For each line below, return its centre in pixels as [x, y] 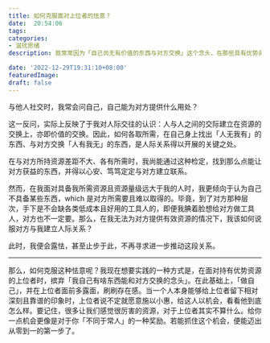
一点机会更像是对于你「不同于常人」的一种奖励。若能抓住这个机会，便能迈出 [135, 320]
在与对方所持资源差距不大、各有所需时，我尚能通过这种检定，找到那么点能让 [135, 161]
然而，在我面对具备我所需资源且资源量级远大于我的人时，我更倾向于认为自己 [135, 188]
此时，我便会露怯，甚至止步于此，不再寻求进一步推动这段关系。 [114, 246]
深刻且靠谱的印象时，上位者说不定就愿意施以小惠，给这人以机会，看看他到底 [135, 300]
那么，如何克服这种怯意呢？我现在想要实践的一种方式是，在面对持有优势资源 [135, 270]
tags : [17, 31]
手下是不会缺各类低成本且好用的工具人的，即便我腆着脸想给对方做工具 [138, 208]
